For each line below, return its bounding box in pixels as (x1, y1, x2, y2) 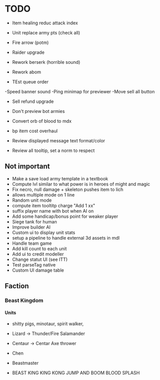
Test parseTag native (12, 261, 56, 268)
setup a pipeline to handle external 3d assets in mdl (12, 235, 120, 241)
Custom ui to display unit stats (12, 229, 75, 236)
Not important (5, 162, 50, 171)
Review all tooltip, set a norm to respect (12, 147, 95, 154)
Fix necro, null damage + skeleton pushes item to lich (12, 186, 124, 193)
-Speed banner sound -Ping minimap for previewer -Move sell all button (5, 88, 155, 94)
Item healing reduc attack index (12, 20, 78, 26)
